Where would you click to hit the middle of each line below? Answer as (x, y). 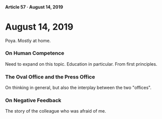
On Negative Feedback (33, 100)
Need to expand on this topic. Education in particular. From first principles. (81, 64)
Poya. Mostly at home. (28, 40)
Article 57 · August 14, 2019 (34, 7)
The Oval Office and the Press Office (50, 77)
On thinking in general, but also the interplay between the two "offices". (78, 88)
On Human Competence (35, 53)
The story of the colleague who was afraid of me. (56, 111)
